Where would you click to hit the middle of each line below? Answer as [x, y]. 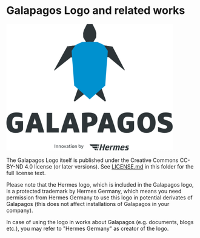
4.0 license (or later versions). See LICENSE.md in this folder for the [109, 166]
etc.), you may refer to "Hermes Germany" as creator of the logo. [88, 228]
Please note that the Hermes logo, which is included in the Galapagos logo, [100, 184]
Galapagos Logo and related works [96, 11]
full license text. [26, 173]
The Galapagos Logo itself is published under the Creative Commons [92, 160]
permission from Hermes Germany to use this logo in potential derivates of [99, 198]
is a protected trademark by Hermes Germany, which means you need [94, 191]
